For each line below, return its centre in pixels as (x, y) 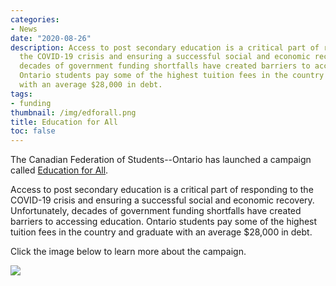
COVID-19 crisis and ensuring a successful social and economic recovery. (162, 200)
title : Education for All (64, 122)
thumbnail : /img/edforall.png (73, 112)
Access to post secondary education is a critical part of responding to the (162, 190)
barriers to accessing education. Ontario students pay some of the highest (164, 222)
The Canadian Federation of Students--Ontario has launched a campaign (161, 160)
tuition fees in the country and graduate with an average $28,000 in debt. (161, 232)
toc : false (33, 131)
